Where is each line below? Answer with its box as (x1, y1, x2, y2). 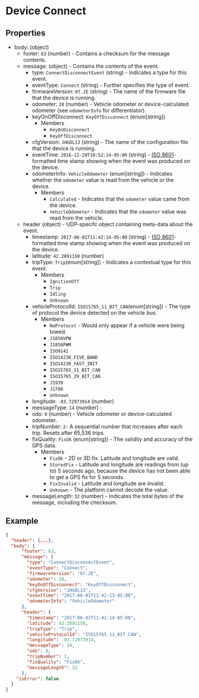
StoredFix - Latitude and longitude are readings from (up (49, 461, 189, 468)
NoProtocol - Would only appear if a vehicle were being (49, 322, 185, 328)
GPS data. (31, 442, 57, 449)
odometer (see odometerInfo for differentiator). (31, 107, 147, 114)
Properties (5, 28, 46, 38)
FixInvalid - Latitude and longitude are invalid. (49, 480, 165, 487)
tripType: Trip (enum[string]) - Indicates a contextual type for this (31, 259, 191, 265)
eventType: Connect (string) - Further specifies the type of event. (31, 82, 191, 89)
